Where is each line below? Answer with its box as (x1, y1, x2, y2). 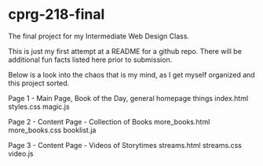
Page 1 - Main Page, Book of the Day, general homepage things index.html (8, 93, 249, 103)
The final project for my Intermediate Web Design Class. (8, 31, 190, 41)
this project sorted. (8, 78, 70, 88)
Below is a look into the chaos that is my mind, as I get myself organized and (8, 70, 255, 79)
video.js (8, 149, 34, 158)
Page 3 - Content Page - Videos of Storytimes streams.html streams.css (8, 140, 242, 150)
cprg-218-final (8, 5, 105, 23)
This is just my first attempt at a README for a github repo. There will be (8, 46, 242, 56)
